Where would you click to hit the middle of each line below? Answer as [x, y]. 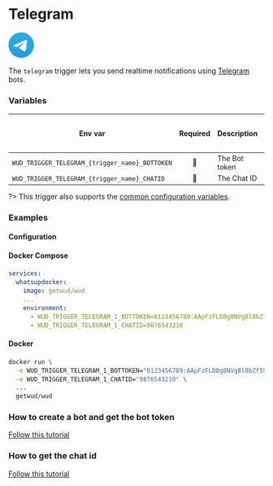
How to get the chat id [53, 456]
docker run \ [30, 362]
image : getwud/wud [54, 291]
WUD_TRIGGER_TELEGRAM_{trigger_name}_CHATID [88, 179]
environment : [45, 308]
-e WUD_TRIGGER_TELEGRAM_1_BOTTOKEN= [80, 370]
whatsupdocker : [41, 282]
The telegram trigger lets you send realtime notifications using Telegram [129, 71]
